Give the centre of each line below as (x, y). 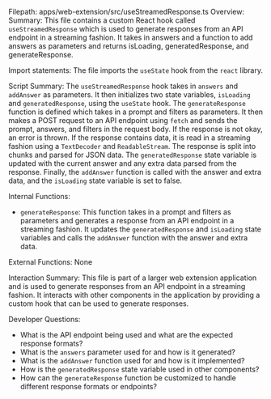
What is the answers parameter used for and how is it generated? (128, 352)
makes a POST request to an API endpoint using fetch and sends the (123, 120)
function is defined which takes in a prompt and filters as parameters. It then (136, 112)
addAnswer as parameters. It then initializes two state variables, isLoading (129, 95)
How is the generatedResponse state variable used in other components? (140, 369)
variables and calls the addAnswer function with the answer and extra (134, 238)
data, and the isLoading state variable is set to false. (95, 180)
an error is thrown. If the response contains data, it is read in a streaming (129, 138)
